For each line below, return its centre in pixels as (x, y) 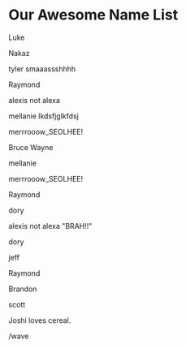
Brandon (23, 289)
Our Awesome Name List (93, 15)
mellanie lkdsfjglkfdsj (43, 116)
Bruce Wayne (31, 147)
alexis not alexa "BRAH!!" (50, 226)
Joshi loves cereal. (40, 320)
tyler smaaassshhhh (42, 69)
